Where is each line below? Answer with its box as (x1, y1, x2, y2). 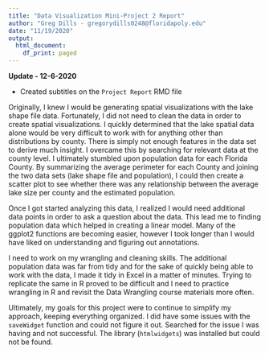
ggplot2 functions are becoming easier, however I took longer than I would (8, 229, 255, 238)
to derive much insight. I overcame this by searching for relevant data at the (8, 146, 259, 154)
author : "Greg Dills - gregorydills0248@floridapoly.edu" (8, 19, 206, 27)
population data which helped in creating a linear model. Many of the (8, 220, 236, 230)
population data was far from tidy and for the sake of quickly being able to (8, 262, 254, 271)
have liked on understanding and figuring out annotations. (8, 238, 200, 247)
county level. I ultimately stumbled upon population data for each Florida (8, 154, 248, 163)
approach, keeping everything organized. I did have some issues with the (8, 311, 251, 321)
